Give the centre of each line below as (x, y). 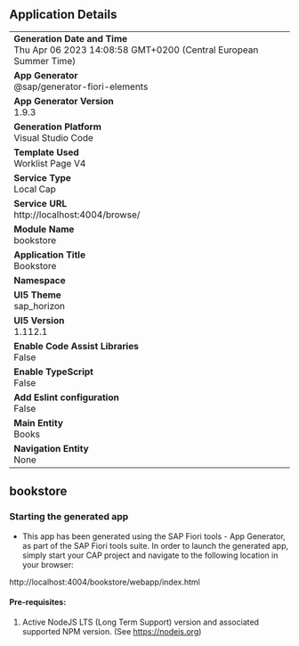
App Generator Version (64, 101)
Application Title (50, 255)
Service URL (40, 203)
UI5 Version (39, 320)
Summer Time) (45, 61)
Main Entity (39, 422)
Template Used (47, 152)
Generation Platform (58, 127)
